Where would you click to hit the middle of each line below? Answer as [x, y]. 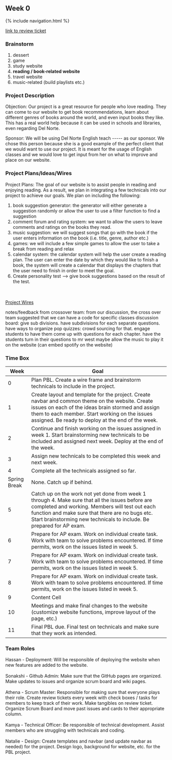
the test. [21, 281]
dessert [21, 55]
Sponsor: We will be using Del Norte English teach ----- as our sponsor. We [85, 138]
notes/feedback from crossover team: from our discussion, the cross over [83, 312]
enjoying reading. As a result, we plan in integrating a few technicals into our [86, 190]
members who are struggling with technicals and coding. [65, 730]
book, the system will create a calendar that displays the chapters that [87, 265]
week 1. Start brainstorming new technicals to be [90, 435]
